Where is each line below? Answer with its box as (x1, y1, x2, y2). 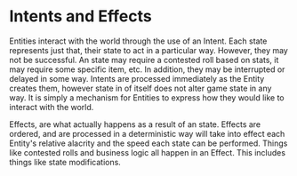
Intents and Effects (9, 6, 153, 27)
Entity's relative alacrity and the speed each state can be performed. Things (9, 138, 288, 148)
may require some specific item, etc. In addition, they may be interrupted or (9, 64, 285, 75)
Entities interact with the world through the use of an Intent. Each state (9, 36, 268, 46)
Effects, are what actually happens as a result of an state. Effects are (9, 118, 261, 130)
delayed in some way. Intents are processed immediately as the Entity (9, 73, 265, 84)
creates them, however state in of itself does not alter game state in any (9, 83, 272, 93)
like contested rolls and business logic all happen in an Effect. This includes (9, 147, 286, 157)
